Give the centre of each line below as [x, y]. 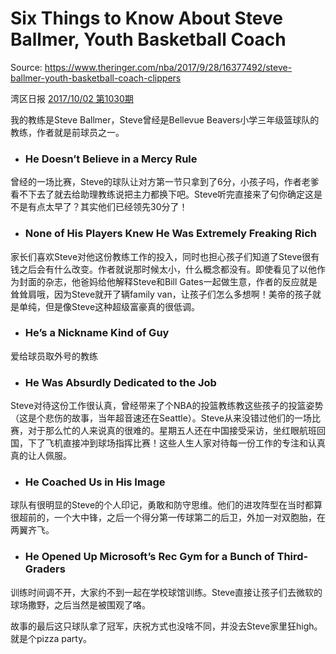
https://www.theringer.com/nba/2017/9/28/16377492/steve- [168, 67]
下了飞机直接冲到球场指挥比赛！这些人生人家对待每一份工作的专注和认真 [176, 443]
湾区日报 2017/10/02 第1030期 [72, 98]
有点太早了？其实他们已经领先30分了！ [107, 207]
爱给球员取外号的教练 [54, 356]
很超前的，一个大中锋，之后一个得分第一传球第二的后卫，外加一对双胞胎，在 [168, 518]
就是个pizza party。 [51, 638]
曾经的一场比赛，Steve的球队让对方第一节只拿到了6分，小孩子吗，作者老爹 [165, 182]
